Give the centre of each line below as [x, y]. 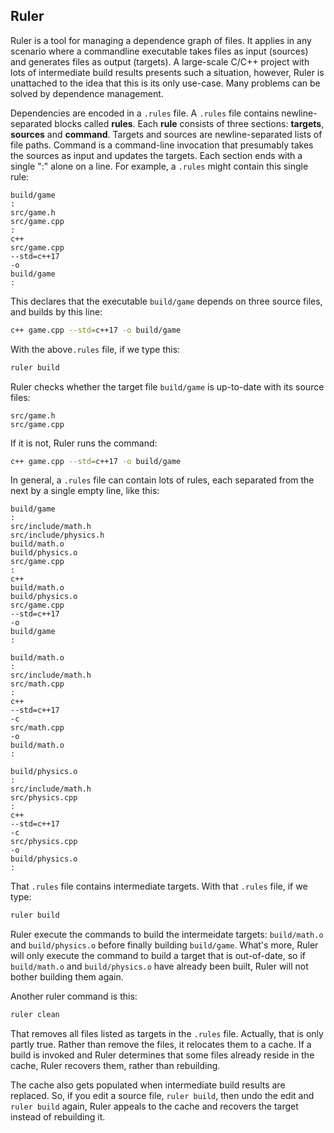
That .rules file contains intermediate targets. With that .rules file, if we [159, 886]
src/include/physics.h [57, 535]
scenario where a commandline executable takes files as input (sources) [159, 51]
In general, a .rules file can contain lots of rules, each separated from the [162, 480]
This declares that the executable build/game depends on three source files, [166, 301]
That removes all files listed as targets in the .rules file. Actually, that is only [167, 1034]
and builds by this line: [56, 311]
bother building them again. [67, 977]
